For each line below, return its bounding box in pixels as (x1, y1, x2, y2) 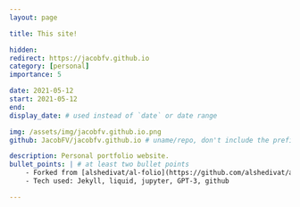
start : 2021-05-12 (9, 95, 78, 103)
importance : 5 (9, 70, 62, 79)
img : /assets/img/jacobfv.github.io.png (9, 127, 162, 137)
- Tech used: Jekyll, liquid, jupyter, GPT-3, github (25, 177, 229, 186)
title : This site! (9, 29, 78, 38)
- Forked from (25, 169, 78, 178)
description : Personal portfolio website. (9, 152, 170, 161)
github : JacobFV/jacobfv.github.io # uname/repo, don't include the (9, 136, 270, 145)
